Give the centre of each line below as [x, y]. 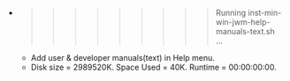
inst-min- [264, 13]
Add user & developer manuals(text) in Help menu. [122, 58]
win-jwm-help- [243, 22]
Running [231, 13]
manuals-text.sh [245, 31]
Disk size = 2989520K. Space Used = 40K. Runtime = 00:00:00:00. [153, 67]
